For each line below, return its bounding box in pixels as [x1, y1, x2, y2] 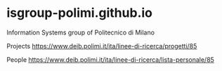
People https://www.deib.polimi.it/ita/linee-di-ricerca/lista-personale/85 [6, 55, 215, 64]
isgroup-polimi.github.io [6, 5, 152, 21]
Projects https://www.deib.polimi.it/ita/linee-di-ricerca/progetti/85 [6, 41, 197, 50]
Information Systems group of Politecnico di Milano [6, 28, 155, 37]
